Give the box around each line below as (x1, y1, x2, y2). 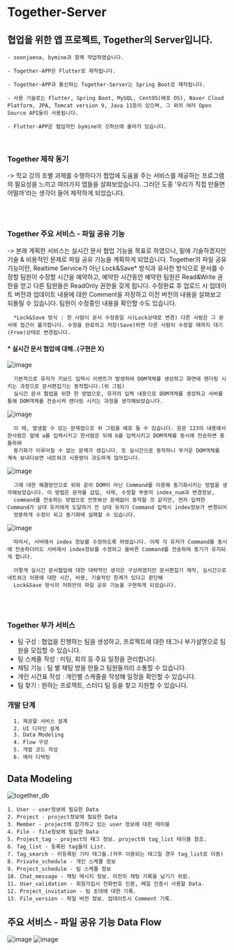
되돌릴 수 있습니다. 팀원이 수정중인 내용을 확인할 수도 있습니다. (7, 299, 177, 307)
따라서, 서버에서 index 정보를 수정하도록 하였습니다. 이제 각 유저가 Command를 (13, 538, 215, 546)
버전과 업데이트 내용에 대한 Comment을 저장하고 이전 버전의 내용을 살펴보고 (14, 290, 221, 298)
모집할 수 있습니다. (30, 646, 82, 655)
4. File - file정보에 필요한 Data (7, 828, 99, 836)
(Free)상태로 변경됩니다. (7, 329, 71, 336)
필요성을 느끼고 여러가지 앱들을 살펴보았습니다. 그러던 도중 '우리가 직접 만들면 (14, 180, 226, 189)
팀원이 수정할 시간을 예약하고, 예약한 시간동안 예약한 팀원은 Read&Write (20, 272, 216, 281)
